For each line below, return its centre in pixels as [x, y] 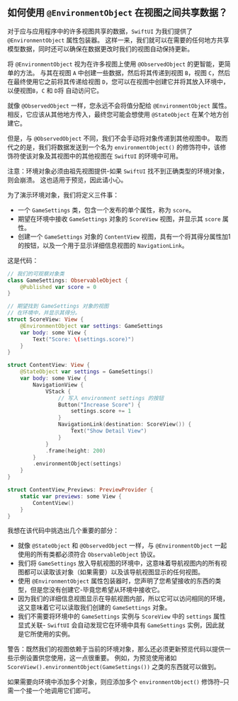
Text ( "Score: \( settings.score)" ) [84, 339]
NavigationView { [58, 384]
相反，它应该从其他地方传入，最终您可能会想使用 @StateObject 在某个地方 [115, 114]
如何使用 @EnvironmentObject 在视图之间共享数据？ [118, 13]
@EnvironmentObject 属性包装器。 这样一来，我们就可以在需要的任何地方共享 [118, 40]
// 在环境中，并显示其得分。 [44, 313]
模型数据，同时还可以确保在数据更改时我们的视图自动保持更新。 [100, 49]
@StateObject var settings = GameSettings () [87, 372]
